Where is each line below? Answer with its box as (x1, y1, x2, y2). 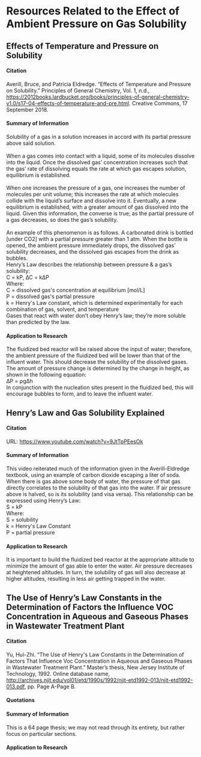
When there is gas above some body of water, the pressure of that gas (6, 477, 181, 485)
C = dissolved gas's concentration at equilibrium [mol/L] (6, 286, 145, 293)
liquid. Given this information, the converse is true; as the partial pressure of (6, 209, 194, 217)
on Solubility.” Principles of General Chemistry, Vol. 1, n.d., (6, 87, 150, 94)
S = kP (6, 503, 23, 510)
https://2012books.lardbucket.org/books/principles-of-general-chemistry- (6, 93, 190, 100)
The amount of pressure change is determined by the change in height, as (6, 365, 190, 372)
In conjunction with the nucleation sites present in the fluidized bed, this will (6, 384, 194, 391)
